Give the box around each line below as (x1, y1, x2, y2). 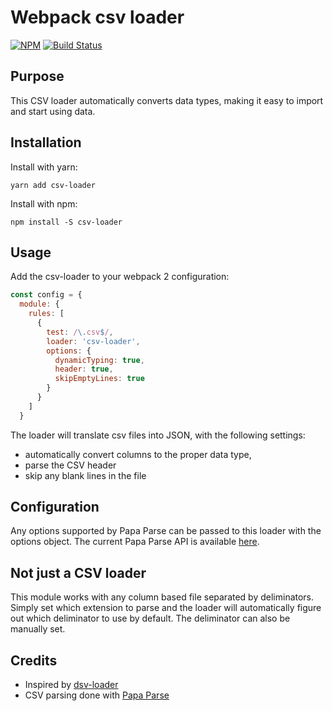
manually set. (10, 623, 66, 635)
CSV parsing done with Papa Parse (24, 689, 170, 701)
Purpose (10, 68, 65, 85)
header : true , (54, 364, 114, 375)
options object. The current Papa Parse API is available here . (10, 536, 260, 548)
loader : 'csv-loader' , (46, 336, 141, 346)
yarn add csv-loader (10, 180, 97, 190)
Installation (10, 134, 82, 151)
